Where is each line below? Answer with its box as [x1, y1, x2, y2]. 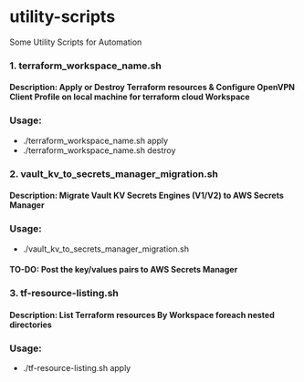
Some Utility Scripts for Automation [9, 36, 142, 47]
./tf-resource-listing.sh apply [22, 362, 131, 373]
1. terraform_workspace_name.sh [9, 59, 162, 72]
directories [9, 319, 52, 330]
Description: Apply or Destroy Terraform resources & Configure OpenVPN [9, 82, 295, 93]
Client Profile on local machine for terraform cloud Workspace [9, 91, 250, 102]
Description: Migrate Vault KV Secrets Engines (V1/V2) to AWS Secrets [9, 190, 285, 201]
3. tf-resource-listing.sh [9, 287, 119, 300]
